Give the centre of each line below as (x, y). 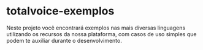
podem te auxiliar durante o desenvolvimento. (64, 40)
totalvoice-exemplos (60, 11)
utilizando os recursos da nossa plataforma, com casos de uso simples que (101, 34)
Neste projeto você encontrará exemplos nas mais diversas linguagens (96, 28)
